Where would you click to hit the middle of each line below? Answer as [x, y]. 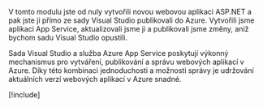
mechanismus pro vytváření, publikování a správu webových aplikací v [127, 62]
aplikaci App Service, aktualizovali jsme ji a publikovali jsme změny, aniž [129, 29]
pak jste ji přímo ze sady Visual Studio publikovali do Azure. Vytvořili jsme [131, 20]
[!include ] [24, 95]
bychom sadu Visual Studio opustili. [68, 37]
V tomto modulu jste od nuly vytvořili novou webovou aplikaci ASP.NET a [130, 12]
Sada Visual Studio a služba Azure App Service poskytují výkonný [119, 53]
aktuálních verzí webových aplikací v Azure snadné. [95, 79]
